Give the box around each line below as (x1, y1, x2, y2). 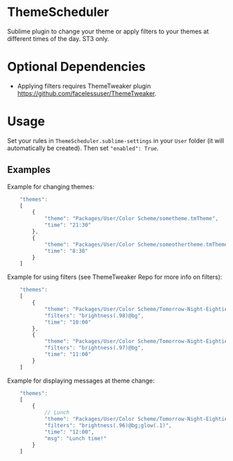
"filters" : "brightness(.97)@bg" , (44, 344, 144, 351)
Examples (7, 164, 51, 176)
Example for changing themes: (7, 182, 95, 191)
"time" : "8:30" (44, 247, 89, 254)
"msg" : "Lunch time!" (44, 435, 107, 442)
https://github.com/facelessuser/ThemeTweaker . (17, 89, 157, 97)
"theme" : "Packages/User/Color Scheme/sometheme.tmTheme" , (44, 215, 218, 222)
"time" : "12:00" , (44, 428, 95, 435)
